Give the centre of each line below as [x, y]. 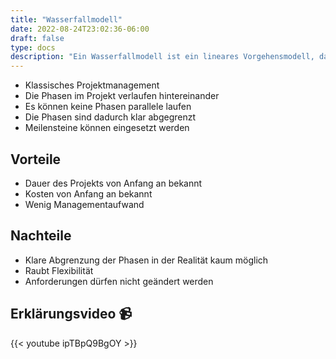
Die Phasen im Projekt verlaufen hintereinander [122, 96]
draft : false [37, 38]
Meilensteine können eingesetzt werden [107, 128]
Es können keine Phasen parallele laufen [108, 107]
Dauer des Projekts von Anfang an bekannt [113, 183]
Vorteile [36, 159]
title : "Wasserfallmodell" [66, 19]
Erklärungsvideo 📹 [71, 314]
